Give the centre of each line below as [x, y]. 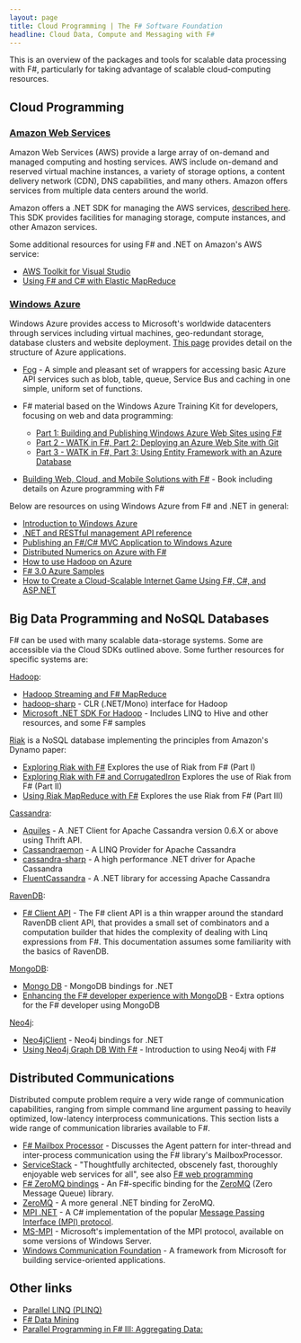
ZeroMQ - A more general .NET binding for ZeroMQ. [119, 1202]
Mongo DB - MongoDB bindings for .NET [97, 986]
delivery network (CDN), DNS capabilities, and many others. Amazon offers [149, 181]
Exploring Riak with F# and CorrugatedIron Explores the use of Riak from [157, 777]
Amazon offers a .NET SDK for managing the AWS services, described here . [150, 208]
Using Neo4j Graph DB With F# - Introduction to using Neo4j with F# [149, 1050]
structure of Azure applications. [68, 352]
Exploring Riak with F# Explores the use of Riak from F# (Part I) [139, 767]
